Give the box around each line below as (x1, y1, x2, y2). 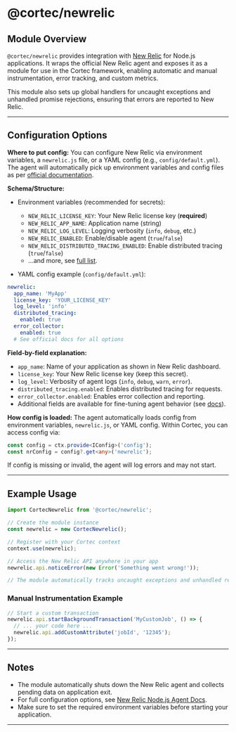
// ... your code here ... (13, 622, 93, 630)
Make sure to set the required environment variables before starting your (17, 702, 228, 711)
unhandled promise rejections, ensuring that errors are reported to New (7, 95, 214, 103)
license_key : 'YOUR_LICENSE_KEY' (13, 297, 112, 304)
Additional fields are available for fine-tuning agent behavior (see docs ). (17, 399, 226, 408)
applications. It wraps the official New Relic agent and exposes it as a (7, 59, 208, 68)
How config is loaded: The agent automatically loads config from (7, 413, 197, 421)
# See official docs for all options (13, 335, 124, 342)
